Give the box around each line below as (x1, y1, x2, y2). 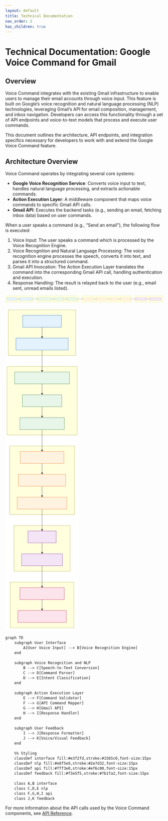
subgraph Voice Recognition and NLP (14, 661, 91, 666)
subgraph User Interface (14, 641, 66, 646)
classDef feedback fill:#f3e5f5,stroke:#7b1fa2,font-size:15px (14, 771, 149, 776)
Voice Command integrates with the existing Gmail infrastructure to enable (5, 90, 159, 96)
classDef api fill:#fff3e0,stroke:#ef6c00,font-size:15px (14, 766, 138, 771)
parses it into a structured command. (12, 259, 89, 265)
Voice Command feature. (5, 143, 57, 149)
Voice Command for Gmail (5, 57, 117, 68)
